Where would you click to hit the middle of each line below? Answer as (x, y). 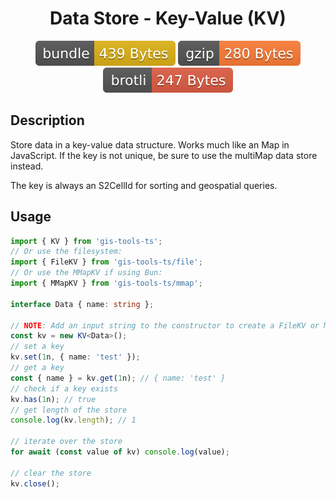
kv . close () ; (35, 483)
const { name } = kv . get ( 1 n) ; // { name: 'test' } (118, 378)
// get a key (37, 368)
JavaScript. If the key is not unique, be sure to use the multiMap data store (164, 155)
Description (47, 120)
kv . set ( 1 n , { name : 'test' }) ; (75, 357)
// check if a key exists (64, 388)
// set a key (37, 347)
